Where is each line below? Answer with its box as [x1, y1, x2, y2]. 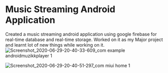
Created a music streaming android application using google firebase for [5, 31, 157, 37]
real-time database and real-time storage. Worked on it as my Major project [5, 36, 163, 43]
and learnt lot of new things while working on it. [5, 42, 105, 48]
